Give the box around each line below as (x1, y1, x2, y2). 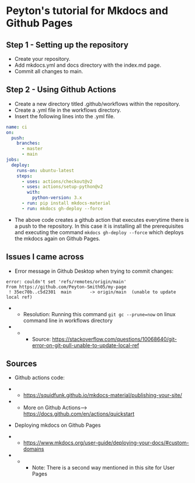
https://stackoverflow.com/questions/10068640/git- (52, 335, 177, 342)
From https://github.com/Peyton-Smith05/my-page (6, 284, 127, 290)
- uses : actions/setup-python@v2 (21, 184, 103, 190)
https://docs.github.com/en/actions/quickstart (23, 410, 135, 417)
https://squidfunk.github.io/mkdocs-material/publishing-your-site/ (23, 392, 182, 399)
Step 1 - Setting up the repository (6, 40, 128, 50)
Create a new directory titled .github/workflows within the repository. (14, 100, 180, 107)
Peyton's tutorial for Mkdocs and (6, 4, 168, 18)
